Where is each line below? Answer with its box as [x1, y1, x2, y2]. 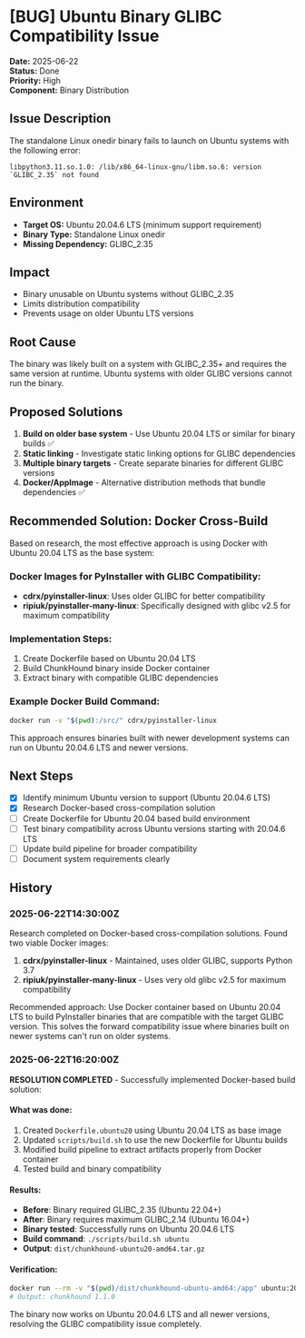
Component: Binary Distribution [9, 84, 130, 95]
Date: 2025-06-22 [9, 55, 79, 66]
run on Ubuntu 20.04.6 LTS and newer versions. [9, 742, 189, 753]
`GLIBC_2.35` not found [9, 170, 100, 179]
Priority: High [9, 74, 61, 85]
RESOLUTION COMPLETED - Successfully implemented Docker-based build [9, 1074, 296, 1085]
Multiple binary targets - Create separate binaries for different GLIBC [22, 458, 284, 469]
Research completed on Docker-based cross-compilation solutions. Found [9, 928, 288, 939]
